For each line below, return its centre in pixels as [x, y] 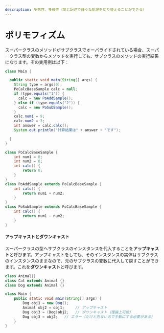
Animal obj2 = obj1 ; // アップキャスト [65, 308]
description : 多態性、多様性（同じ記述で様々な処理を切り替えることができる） [76, 10]
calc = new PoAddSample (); [46, 98]
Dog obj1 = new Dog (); [46, 303]
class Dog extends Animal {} [35, 285]
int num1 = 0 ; [28, 157]
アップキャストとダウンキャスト [37, 237]
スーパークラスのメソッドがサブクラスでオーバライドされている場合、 [76, 50]
